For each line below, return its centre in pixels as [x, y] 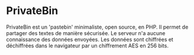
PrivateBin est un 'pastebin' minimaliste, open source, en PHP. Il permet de [97, 27]
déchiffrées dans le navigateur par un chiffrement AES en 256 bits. [87, 46]
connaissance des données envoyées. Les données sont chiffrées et [90, 39]
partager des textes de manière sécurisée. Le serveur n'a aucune [86, 33]
